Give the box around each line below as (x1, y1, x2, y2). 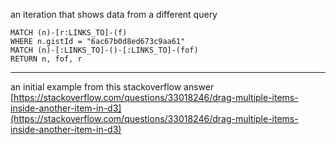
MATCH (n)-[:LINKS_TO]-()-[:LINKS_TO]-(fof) (10, 45, 199, 55)
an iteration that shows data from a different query (10, 9, 218, 20)
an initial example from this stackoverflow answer (10, 81, 215, 93)
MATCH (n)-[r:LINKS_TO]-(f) (10, 28, 128, 38)
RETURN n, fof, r (10, 54, 83, 64)
